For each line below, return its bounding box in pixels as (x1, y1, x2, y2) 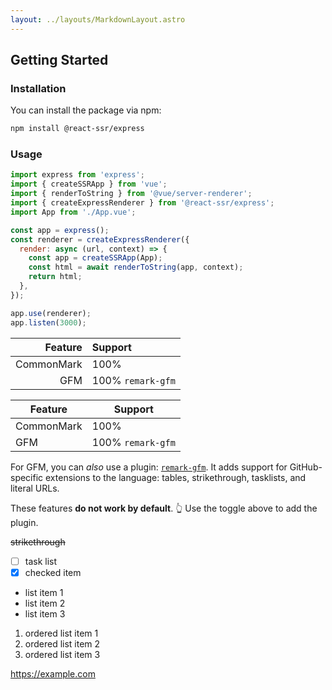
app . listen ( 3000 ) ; (10, 317, 87, 328)
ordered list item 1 (24, 627, 99, 639)
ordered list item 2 (24, 637, 101, 650)
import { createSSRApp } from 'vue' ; (10, 179, 168, 190)
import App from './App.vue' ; (10, 207, 137, 217)
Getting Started (10, 52, 109, 69)
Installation (10, 81, 67, 95)
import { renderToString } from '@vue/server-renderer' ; (10, 189, 253, 199)
